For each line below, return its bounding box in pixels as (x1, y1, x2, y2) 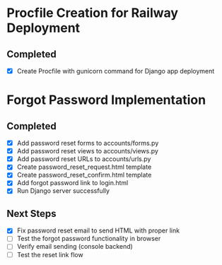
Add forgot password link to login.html (16, 179, 129, 187)
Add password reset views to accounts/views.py (16, 147, 158, 155)
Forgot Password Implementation (6, 92, 206, 108)
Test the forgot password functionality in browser (16, 235, 161, 243)
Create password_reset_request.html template (16, 163, 152, 171)
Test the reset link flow (16, 250, 83, 259)
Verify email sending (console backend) (16, 242, 134, 251)
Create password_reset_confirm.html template (16, 171, 152, 179)
